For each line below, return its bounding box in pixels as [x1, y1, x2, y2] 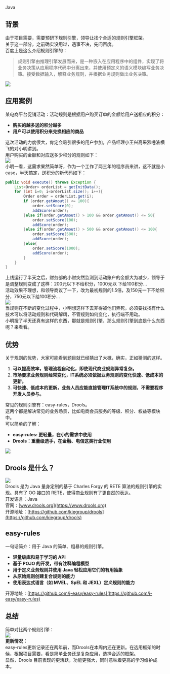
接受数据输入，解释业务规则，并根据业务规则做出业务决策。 [26, 71, 151, 77]
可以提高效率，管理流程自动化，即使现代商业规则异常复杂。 [12, 366, 137, 372]
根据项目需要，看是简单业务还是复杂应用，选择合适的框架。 [14, 650, 138, 657]
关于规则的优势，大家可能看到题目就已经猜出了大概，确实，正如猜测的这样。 [5, 355, 165, 361]
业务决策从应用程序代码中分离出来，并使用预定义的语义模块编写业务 [17, 65, 160, 71]
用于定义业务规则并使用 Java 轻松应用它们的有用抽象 [12, 566, 123, 573]
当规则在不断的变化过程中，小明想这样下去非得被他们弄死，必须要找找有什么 [5, 305, 165, 311]
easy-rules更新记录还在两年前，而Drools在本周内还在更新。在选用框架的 [5, 644, 156, 650]
